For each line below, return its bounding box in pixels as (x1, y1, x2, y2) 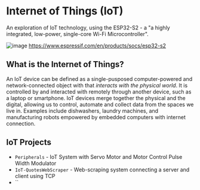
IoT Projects (6, 137, 52, 147)
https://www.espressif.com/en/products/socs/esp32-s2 (29, 42, 166, 49)
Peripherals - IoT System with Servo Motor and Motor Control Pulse (14, 153, 183, 160)
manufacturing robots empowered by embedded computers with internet (6, 113, 186, 120)
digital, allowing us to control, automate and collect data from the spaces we (6, 101, 194, 108)
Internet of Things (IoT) (6, 4, 124, 18)
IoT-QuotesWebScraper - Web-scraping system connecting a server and (14, 166, 190, 173)
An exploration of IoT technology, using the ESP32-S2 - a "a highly (6, 24, 170, 31)
